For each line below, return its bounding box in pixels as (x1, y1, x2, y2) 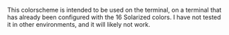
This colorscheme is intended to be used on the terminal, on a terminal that (7, 6, 222, 14)
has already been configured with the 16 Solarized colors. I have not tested (7, 13, 221, 21)
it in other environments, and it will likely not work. (7, 21, 151, 28)
